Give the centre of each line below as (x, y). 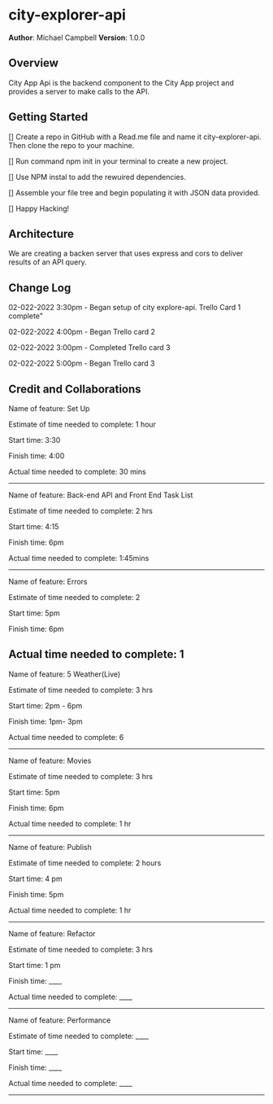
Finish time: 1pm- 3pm (45, 721)
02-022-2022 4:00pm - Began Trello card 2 (82, 332)
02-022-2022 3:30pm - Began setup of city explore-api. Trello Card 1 (125, 308)
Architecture (41, 234)
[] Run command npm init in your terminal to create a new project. (119, 161)
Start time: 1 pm (35, 965)
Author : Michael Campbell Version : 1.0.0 (77, 37)
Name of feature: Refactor (52, 933)
